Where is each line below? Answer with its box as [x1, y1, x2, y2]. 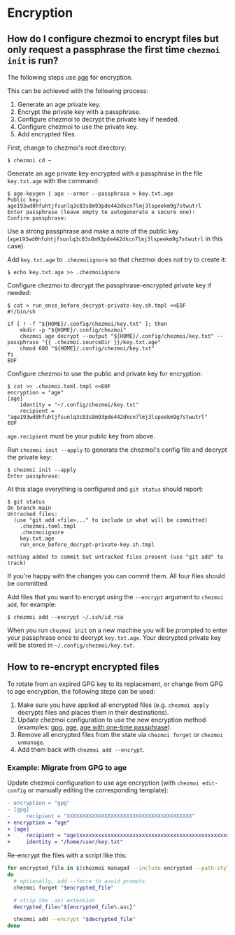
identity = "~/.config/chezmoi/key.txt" [20, 401, 139, 408]
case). [7, 242, 26, 250]
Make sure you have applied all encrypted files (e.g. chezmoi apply [17, 701, 210, 709]
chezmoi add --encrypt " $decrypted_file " [13, 916, 136, 923]
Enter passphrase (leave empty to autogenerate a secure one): [7, 208, 196, 215]
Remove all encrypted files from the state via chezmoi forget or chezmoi [17, 730, 224, 738]
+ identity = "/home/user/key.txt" [7, 838, 124, 845]
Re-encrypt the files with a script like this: [7, 851, 127, 859]
